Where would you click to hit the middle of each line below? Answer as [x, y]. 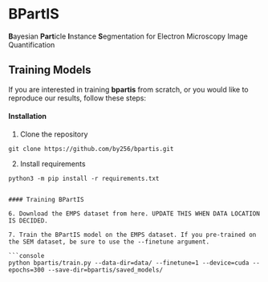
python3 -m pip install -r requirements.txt [84, 178]
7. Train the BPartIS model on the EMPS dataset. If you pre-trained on [132, 235]
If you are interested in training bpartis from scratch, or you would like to [128, 89]
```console [26, 255]
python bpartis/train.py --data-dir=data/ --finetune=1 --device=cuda [129, 263]
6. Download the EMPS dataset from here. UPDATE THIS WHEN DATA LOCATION [134, 214]
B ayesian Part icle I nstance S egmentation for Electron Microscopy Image [128, 36]
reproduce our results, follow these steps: [77, 98]
